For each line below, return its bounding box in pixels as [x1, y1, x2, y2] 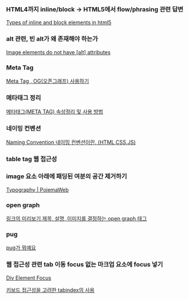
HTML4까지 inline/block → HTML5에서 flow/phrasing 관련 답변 [6, 5, 184, 13]
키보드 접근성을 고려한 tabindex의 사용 [6, 286, 95, 293]
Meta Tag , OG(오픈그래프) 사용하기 [6, 77, 89, 84]
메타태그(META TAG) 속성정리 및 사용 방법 [6, 108, 104, 116]
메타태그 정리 [6, 93, 41, 101]
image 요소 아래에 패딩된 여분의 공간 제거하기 [6, 172, 128, 180]
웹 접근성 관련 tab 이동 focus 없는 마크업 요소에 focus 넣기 [6, 261, 163, 269]
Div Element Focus [6, 274, 52, 281]
